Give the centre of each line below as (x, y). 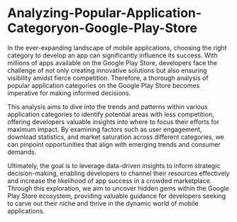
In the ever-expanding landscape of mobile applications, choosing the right (117, 48)
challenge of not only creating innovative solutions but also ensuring (107, 70)
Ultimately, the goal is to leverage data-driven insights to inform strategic (114, 165)
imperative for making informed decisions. (69, 93)
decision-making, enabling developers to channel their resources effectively (118, 173)
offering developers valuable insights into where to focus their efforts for (114, 121)
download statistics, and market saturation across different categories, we (116, 137)
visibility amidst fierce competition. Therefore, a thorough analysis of (108, 78)
